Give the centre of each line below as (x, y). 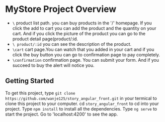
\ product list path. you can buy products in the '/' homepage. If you (82, 23)
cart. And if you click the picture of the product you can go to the (79, 33)
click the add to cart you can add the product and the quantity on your (84, 28)
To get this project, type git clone (40, 93)
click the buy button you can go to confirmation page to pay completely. (86, 55)
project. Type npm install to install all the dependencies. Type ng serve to (81, 109)
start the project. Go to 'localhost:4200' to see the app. (62, 114)
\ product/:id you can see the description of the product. (72, 44)
